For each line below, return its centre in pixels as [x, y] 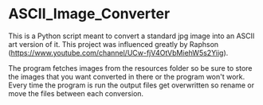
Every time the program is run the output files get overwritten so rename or [131, 85]
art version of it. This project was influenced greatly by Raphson [114, 44]
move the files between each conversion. [76, 93]
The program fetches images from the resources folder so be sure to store [130, 68]
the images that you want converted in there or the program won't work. [127, 76]
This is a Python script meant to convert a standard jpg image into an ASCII [131, 36]
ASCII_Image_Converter [89, 14]
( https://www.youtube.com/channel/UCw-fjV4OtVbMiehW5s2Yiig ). [118, 52]
